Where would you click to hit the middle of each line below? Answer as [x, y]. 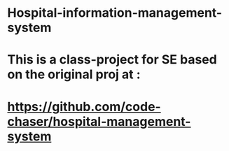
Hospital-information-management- [115, 13]
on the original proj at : [74, 74]
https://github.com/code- [84, 107]
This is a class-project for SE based [112, 60]
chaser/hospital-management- [99, 121]
